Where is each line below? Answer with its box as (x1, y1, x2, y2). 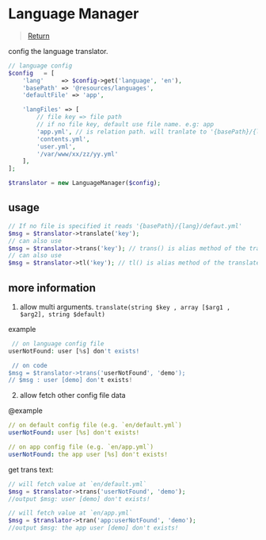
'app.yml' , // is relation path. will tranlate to (36, 128, 207, 136)
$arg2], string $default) (19, 310, 105, 318)
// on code (11, 361, 47, 369)
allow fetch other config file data (19, 391, 126, 400)
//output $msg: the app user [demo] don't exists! (8, 524, 179, 532)
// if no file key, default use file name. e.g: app (36, 121, 215, 129)
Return (27, 31, 50, 40)
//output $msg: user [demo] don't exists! (8, 495, 150, 503)
